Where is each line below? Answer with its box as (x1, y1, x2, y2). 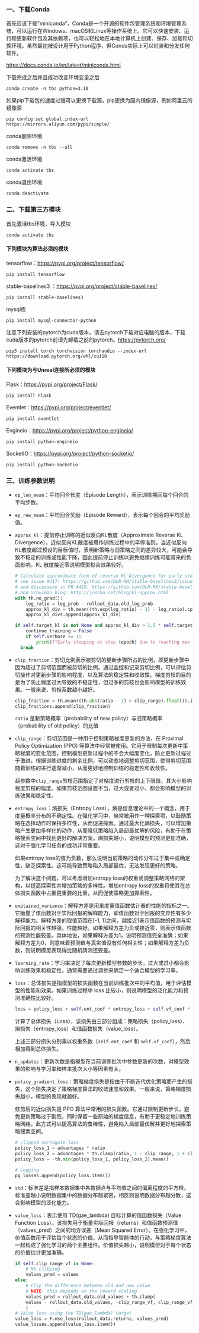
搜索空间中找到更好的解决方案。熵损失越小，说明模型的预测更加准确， (20, 835, 191, 842)
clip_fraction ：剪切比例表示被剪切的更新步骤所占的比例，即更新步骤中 (14, 656, 190, 663)
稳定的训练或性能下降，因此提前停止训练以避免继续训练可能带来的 (25, 554, 187, 561)
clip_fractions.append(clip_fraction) (14, 703, 111, 709)
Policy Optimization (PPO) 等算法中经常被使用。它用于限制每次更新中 (14, 742, 184, 749)
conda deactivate (6, 190, 49, 197)
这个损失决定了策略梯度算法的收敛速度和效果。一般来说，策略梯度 (25, 1086, 187, 1093)
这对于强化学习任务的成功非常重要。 (14, 842, 104, 849)
